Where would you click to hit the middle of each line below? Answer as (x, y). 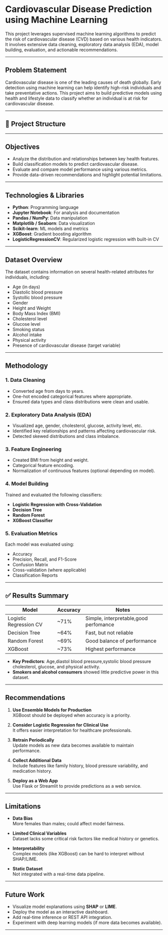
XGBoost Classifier (32, 520)
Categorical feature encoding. (43, 465)
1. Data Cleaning (25, 380)
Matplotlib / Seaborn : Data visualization (53, 223)
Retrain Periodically (33, 740)
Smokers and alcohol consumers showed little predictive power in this (85, 672)
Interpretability (28, 848)
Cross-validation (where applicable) (49, 570)
